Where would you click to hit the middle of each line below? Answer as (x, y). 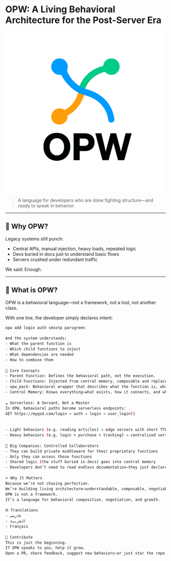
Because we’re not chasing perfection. (48, 483)
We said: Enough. (24, 269)
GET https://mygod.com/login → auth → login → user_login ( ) (70, 414)
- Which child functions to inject (43, 349)
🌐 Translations (22, 511)
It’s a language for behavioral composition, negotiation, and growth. (83, 500)
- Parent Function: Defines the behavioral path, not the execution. (81, 376)
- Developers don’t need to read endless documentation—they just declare (86, 467)
